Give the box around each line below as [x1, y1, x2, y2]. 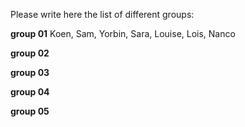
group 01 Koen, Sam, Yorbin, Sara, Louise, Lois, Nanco [10, 28, 236, 39]
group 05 [10, 105, 50, 117]
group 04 [10, 86, 50, 98]
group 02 [10, 47, 50, 59]
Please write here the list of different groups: [10, 9, 195, 20]
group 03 [10, 67, 50, 78]
